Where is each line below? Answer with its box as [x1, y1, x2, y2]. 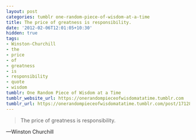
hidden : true [6, 30, 38, 36]
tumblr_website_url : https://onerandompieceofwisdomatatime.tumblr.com [6, 95, 184, 101]
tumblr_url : [6, 100, 35, 107]
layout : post [6, 8, 38, 15]
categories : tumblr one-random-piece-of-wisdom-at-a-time [6, 14, 150, 20]
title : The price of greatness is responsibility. [6, 19, 132, 25]
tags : [6, 36, 19, 41]
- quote [6, 79, 25, 85]
